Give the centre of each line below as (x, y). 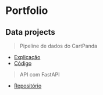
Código (23, 63)
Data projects (31, 32)
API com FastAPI (40, 74)
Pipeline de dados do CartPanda (58, 46)
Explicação (27, 57)
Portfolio (27, 11)
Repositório (28, 86)
